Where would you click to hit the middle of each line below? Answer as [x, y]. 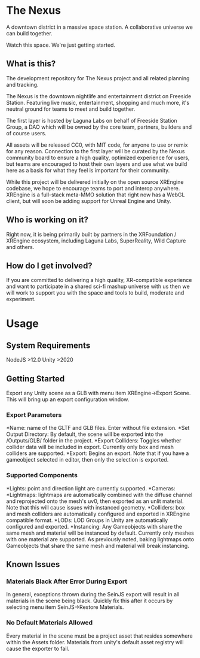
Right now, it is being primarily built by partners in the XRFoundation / [91, 234]
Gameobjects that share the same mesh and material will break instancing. [98, 545]
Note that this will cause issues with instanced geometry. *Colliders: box [96, 507]
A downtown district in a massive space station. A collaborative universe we [99, 27]
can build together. [29, 33]
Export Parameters [34, 415]
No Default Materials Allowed [50, 623]
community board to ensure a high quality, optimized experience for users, [98, 157]
